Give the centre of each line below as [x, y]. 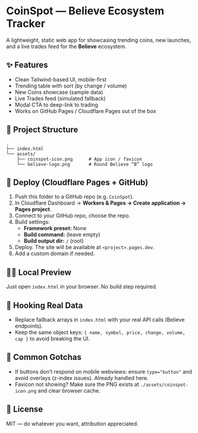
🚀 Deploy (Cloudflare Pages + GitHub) [77, 182]
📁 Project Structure [42, 130]
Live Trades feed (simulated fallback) [60, 98]
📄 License [25, 410]
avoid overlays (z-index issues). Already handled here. [81, 378]
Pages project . [33, 209]
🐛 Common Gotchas [44, 357]
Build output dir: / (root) [54, 241]
